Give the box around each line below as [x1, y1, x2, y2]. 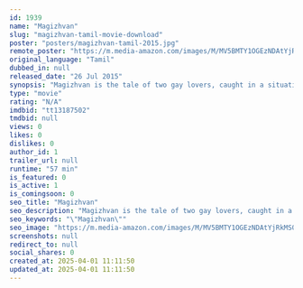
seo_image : [9, 223, 50, 232]
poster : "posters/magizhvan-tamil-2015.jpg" [9, 38, 179, 48]
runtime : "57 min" [9, 164, 78, 173]
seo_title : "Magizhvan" [9, 198, 99, 208]
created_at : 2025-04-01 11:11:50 [9, 256, 135, 266]
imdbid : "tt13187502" [9, 106, 91, 115]
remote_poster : [9, 47, 67, 56]
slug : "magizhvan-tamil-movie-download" [9, 30, 164, 39]
